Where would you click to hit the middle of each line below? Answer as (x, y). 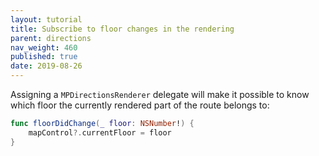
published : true (44, 57)
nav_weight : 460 (44, 47)
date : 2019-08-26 (46, 66)
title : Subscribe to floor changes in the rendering (122, 29)
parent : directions (51, 38)
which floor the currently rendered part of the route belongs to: (140, 105)
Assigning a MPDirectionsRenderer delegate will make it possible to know (160, 94)
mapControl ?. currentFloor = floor (100, 132)
